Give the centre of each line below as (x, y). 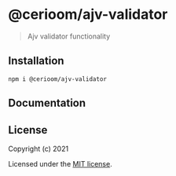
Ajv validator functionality (69, 36)
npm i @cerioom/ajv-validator (58, 79)
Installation (36, 61)
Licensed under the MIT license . (60, 163)
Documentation (47, 103)
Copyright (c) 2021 (38, 148)
